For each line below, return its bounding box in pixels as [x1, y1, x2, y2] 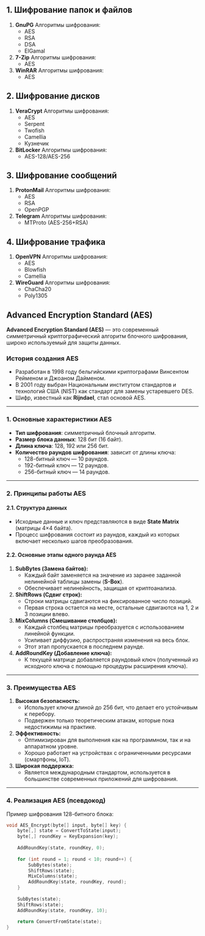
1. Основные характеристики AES [6, 415, 112, 424]
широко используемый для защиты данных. [6, 339, 121, 346]
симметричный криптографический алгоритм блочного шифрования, [6, 333, 188, 340]
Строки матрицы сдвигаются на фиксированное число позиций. [24, 597, 193, 604]
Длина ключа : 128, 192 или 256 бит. [15, 442, 109, 449]
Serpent [24, 120, 45, 127]
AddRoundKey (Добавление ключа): [15, 649, 112, 656]
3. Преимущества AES [6, 683, 76, 692]
